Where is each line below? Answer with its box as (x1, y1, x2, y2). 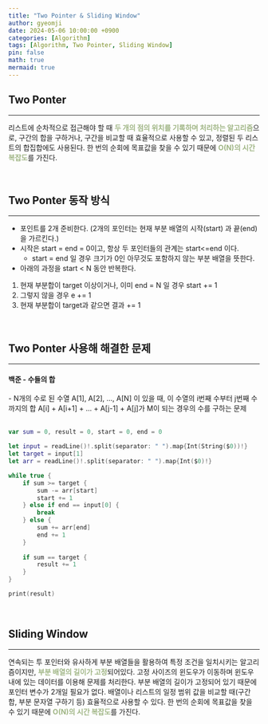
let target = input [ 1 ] (8, 450, 84, 458)
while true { (8, 471, 52, 479)
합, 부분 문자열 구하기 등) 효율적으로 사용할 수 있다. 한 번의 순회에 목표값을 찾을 (8, 697, 253, 706)
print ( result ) (8, 590, 56, 598)
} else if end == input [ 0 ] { (22, 502, 120, 510)
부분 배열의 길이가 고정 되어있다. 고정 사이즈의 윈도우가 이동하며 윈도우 (37, 667, 254, 676)
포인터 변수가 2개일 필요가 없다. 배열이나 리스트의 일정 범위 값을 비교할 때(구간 (8, 687, 251, 696)
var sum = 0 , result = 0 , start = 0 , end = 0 (8, 428, 163, 436)
